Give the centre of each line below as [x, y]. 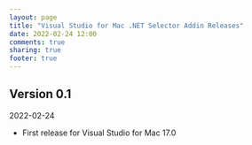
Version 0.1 [40, 94]
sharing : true [35, 50]
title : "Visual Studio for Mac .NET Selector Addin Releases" [126, 26]
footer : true [33, 58]
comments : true [37, 42]
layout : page [33, 17]
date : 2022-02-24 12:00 [53, 34]
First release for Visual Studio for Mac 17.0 [99, 133]
